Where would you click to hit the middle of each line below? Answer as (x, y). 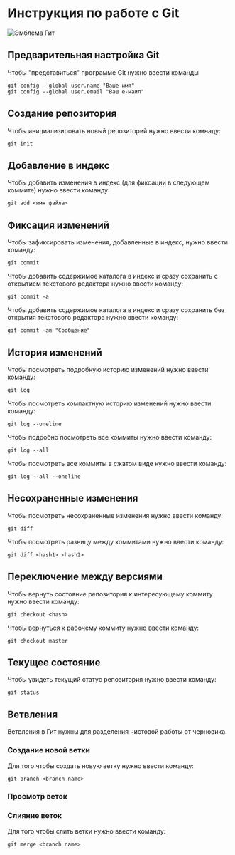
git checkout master (38, 641)
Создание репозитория (62, 114)
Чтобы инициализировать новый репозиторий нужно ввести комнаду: (114, 130)
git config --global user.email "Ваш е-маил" (76, 92)
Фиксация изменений (59, 225)
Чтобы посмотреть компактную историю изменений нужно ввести (109, 403)
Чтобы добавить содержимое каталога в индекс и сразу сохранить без (116, 310)
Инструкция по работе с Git (93, 13)
